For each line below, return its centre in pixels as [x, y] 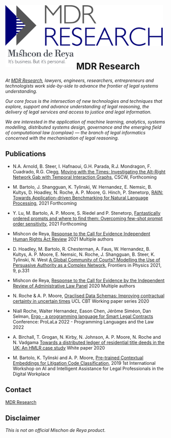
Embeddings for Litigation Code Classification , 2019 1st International [84, 363]
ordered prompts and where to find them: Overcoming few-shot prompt [88, 218]
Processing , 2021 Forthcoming [45, 203]
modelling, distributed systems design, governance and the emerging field [83, 127]
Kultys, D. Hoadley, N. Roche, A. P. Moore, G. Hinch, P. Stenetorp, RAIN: [88, 192]
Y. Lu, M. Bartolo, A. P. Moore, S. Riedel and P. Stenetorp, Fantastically [87, 213]
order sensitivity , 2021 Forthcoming [50, 224]
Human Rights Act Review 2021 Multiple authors [63, 239]
